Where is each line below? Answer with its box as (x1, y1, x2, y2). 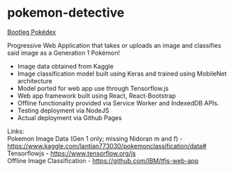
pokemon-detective (7, 5, 125, 21)
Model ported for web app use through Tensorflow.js (17, 84, 169, 92)
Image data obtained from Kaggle (17, 62, 114, 70)
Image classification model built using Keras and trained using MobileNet (17, 69, 227, 78)
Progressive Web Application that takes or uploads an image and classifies (7, 41, 221, 49)
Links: (7, 127, 24, 135)
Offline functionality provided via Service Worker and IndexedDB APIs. (17, 98, 219, 107)
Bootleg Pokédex (7, 28, 56, 36)
